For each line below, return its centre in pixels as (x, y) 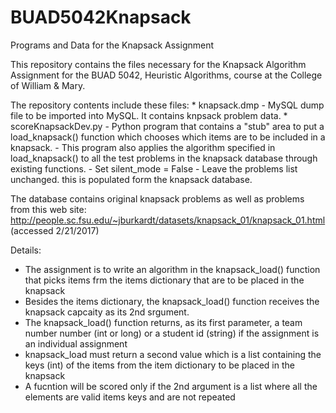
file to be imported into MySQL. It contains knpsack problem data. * (149, 115)
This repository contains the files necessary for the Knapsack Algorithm (158, 64)
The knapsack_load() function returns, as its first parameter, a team (163, 322)
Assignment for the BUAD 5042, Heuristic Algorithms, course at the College (166, 75)
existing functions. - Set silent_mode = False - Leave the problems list (154, 168)
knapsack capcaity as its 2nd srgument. (107, 312)
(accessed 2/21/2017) (55, 230)
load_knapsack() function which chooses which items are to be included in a (168, 137)
